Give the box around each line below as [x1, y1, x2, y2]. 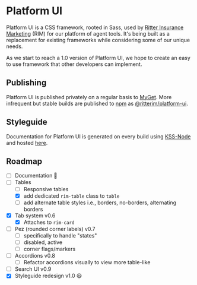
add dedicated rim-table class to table [23, 192, 120, 199]
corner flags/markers [23, 245, 76, 252]
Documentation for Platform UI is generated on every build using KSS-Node [6, 132, 191, 140]
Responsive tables [23, 185, 69, 192]
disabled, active [23, 239, 63, 246]
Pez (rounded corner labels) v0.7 [14, 225, 96, 232]
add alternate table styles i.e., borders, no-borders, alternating [23, 199, 177, 206]
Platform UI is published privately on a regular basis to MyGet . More [6, 93, 172, 100]
